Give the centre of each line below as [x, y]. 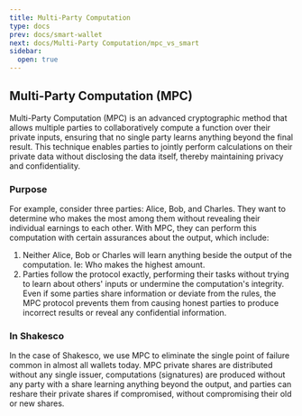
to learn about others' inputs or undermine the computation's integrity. [153, 284]
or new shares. [37, 403]
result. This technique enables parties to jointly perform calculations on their [151, 146]
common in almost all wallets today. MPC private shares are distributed [141, 365]
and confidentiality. [45, 166]
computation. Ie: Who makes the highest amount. [114, 265]
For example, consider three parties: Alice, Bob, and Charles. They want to [148, 209]
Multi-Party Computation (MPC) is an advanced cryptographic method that [148, 117]
